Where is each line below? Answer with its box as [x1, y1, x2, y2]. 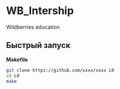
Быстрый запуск [6, 40, 71, 50]
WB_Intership [6, 4, 74, 18]
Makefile [6, 56, 28, 63]
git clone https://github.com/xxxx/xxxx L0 [6, 67, 115, 73]
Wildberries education [6, 23, 60, 30]
